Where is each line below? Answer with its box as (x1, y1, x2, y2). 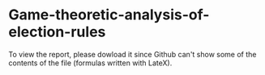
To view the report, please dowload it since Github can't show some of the (8, 49, 257, 59)
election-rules (8, 23, 106, 41)
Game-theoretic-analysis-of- (8, 6, 210, 24)
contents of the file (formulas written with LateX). (8, 58, 173, 68)
